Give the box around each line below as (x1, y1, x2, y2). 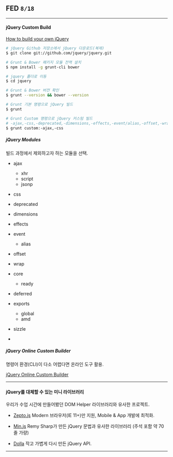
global (21, 311, 34, 317)
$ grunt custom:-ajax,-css (6, 125, 64, 130)
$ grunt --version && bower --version (6, 92, 89, 98)
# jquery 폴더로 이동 (6, 74, 47, 79)
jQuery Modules (6, 136, 41, 143)
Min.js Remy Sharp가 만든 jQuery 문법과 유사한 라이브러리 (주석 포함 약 (13, 423, 158, 429)
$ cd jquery (6, 79, 31, 84)
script (21, 176, 33, 182)
